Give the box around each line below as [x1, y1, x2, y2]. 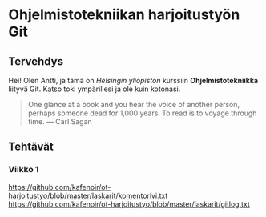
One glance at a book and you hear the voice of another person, [27, 100, 240, 109]
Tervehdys [8, 54, 64, 68]
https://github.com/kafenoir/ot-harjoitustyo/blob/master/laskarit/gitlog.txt [8, 199, 250, 209]
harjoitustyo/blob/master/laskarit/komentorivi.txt [8, 191, 168, 200]
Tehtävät [8, 140, 54, 154]
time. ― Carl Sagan [27, 117, 92, 126]
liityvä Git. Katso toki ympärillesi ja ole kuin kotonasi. [8, 84, 181, 94]
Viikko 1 [8, 164, 39, 175]
